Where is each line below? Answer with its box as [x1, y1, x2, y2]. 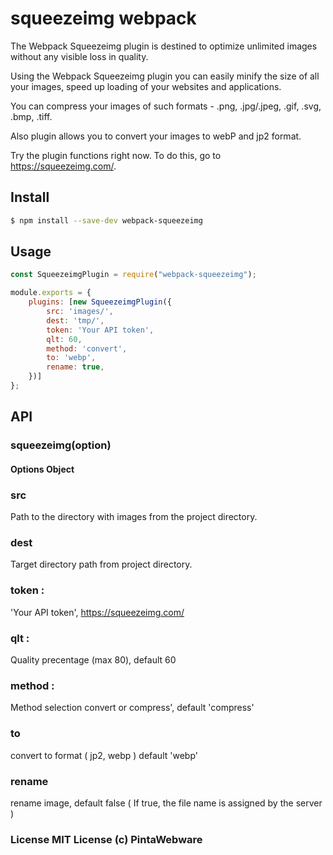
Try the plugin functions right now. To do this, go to [10, 149, 222, 161]
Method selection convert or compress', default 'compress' [10, 702, 255, 714]
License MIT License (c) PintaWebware [10, 832, 203, 846]
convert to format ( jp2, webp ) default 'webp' [10, 749, 198, 761]
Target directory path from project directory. [10, 558, 193, 571]
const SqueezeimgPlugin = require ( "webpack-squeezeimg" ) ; [10, 270, 257, 280]
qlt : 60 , [46, 334, 83, 344]
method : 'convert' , [46, 343, 128, 354]
